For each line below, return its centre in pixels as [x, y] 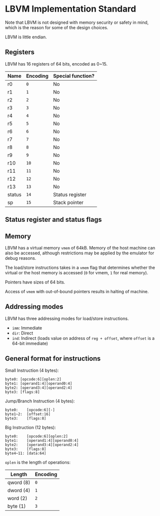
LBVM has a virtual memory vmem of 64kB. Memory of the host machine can [80, 248]
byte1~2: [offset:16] [28, 414]
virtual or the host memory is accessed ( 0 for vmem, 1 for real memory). [77, 272]
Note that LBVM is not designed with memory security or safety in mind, [77, 22]
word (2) [17, 498]
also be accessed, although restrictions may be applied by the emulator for [80, 253]
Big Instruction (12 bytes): [30, 427]
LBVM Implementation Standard [71, 9]
